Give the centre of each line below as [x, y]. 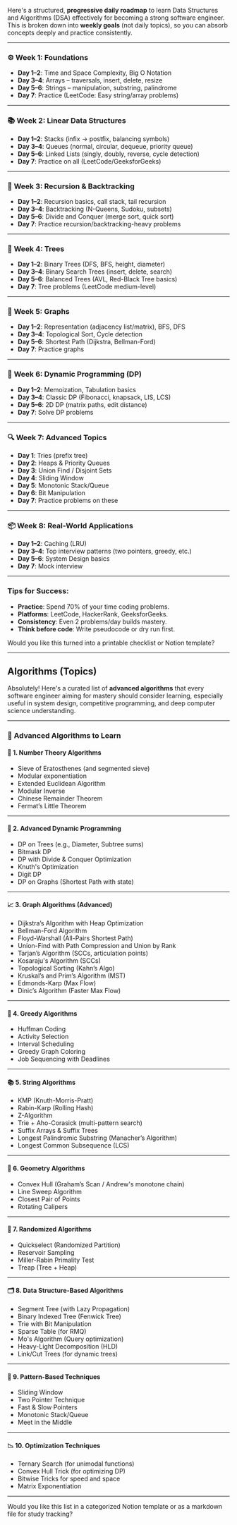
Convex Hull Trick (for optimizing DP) [71, 1471]
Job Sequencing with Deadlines [64, 1059]
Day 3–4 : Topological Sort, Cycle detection [80, 334]
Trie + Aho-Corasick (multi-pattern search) [80, 1123]
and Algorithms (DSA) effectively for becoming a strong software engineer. [116, 18]
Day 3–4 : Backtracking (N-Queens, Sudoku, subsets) [95, 209]
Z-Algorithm [35, 1116]
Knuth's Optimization [48, 866]
